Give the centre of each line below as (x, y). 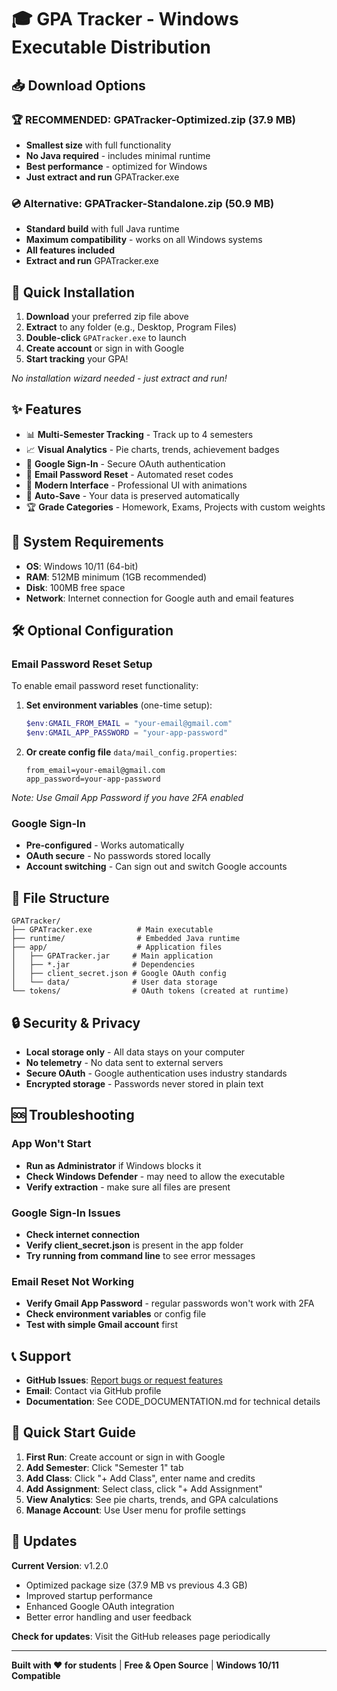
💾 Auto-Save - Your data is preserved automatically (132, 495)
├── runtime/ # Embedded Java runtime (126, 939)
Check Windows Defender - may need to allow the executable (155, 1176)
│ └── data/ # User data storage (114, 982)
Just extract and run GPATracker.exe (102, 177)
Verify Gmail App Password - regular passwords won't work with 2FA (170, 1303)
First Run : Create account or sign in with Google (125, 1457)
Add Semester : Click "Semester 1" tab (104, 1467)
